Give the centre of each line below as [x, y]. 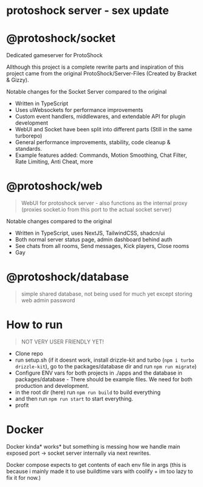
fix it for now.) [24, 477]
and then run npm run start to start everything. [74, 398]
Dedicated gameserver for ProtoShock [55, 55]
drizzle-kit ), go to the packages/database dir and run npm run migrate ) [106, 366]
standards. [29, 149]
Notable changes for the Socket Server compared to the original [87, 92]
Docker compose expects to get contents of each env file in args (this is [96, 465]
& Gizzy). [18, 80]
